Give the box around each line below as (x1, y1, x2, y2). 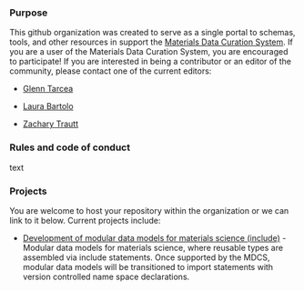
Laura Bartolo (22, 101, 75, 112)
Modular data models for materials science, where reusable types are (22, 242, 284, 253)
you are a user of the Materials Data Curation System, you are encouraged (9, 46, 289, 57)
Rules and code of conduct (9, 141, 130, 154)
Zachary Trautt (22, 118, 79, 129)
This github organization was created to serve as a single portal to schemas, (9, 27, 296, 38)
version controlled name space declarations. (22, 271, 190, 282)
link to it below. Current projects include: (9, 215, 161, 226)
